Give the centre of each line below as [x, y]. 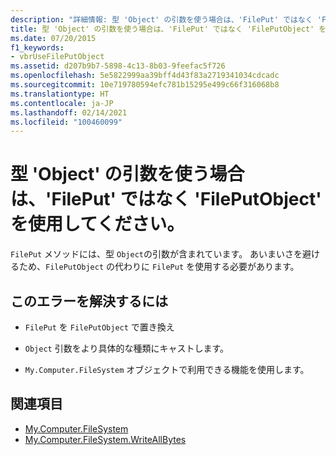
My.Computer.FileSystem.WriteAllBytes [105, 439]
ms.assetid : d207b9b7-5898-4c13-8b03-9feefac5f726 [118, 66]
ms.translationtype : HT [60, 94]
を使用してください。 [97, 224]
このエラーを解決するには [89, 301]
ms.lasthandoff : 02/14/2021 [69, 112]
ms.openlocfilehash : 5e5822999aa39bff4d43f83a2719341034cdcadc [145, 76]
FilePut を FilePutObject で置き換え [99, 327]
